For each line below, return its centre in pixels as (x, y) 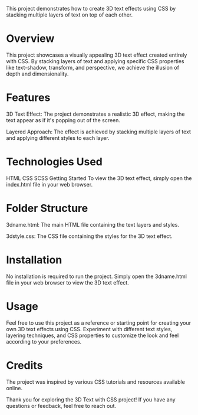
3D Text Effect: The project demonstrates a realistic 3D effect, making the (95, 114)
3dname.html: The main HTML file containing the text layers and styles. (93, 224)
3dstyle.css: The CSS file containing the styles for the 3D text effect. (89, 236)
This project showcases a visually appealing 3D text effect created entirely (97, 55)
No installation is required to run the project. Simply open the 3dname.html (97, 276)
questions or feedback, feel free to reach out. (61, 406)
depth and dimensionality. (37, 74)
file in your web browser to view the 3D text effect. (68, 282)
